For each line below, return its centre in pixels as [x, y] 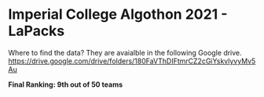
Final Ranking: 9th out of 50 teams [66, 84]
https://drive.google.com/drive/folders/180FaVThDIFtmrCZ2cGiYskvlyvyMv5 [132, 61]
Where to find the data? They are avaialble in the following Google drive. [125, 52]
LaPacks [37, 31]
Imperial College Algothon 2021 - [118, 14]
